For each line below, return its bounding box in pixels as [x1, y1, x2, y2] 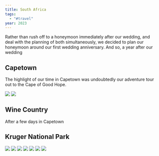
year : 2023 [5, 20, 27, 26]
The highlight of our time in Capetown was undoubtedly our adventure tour [5, 76, 154, 83]
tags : [5, 12, 16, 17]
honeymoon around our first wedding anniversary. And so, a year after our [5, 44, 153, 50]
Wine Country [5, 105, 48, 114]
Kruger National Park [5, 133, 70, 141]
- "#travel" [9, 16, 34, 21]
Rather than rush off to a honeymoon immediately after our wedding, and [5, 34, 150, 40]
